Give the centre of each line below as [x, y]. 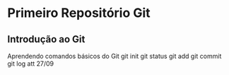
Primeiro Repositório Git [79, 13]
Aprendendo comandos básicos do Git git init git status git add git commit [114, 56]
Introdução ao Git [46, 39]
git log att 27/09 [31, 64]
